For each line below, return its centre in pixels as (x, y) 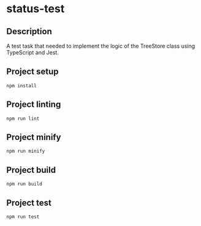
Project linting (34, 105)
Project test (29, 202)
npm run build (25, 184)
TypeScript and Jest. (33, 53)
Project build (31, 170)
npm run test (23, 217)
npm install (21, 86)
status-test (36, 9)
